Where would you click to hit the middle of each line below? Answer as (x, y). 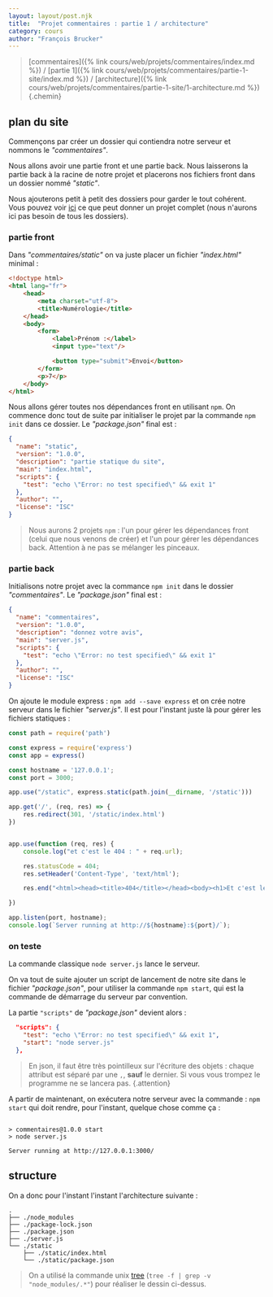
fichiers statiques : (39, 718)
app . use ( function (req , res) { (61, 844)
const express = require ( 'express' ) (70, 748)
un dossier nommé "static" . (54, 183)
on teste (25, 946)
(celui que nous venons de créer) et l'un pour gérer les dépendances (143, 539)
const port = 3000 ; (41, 777)
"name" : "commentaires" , (58, 618)
